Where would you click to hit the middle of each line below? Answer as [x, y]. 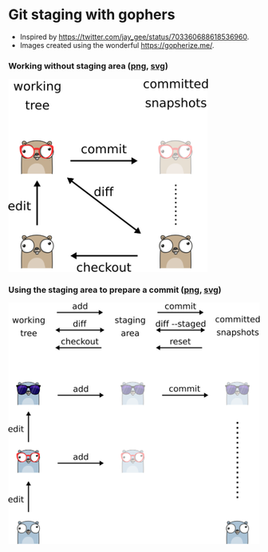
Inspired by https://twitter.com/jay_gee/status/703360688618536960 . [134, 37]
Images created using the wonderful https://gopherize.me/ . [117, 45]
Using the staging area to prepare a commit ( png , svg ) [115, 290]
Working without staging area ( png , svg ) [89, 65]
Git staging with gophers [92, 15]
